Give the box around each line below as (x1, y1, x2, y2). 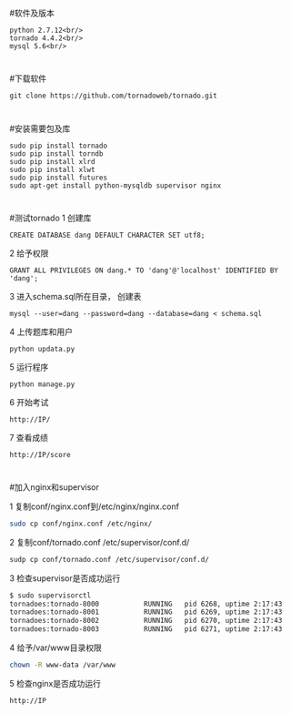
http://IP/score (9, 450, 71, 459)
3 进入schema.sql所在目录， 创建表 (9, 291, 142, 301)
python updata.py (9, 344, 75, 353)
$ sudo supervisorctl (9, 590, 92, 600)
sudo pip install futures (9, 173, 107, 182)
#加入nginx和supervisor (9, 481, 100, 493)
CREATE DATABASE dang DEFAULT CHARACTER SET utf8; (9, 230, 206, 240)
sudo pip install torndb (9, 148, 104, 158)
